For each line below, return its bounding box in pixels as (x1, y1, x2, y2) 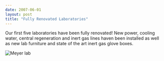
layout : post (5, 12, 32, 17)
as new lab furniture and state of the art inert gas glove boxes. (5, 41, 133, 47)
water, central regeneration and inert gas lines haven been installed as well (5, 35, 159, 41)
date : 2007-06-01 (5, 7, 41, 12)
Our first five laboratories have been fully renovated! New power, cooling (5, 30, 155, 36)
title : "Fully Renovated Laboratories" (5, 16, 88, 21)
